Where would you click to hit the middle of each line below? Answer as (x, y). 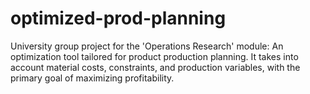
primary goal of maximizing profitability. (92, 78)
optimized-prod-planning (118, 18)
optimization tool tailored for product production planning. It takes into (154, 56)
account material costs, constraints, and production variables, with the (155, 67)
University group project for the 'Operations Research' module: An (147, 46)
